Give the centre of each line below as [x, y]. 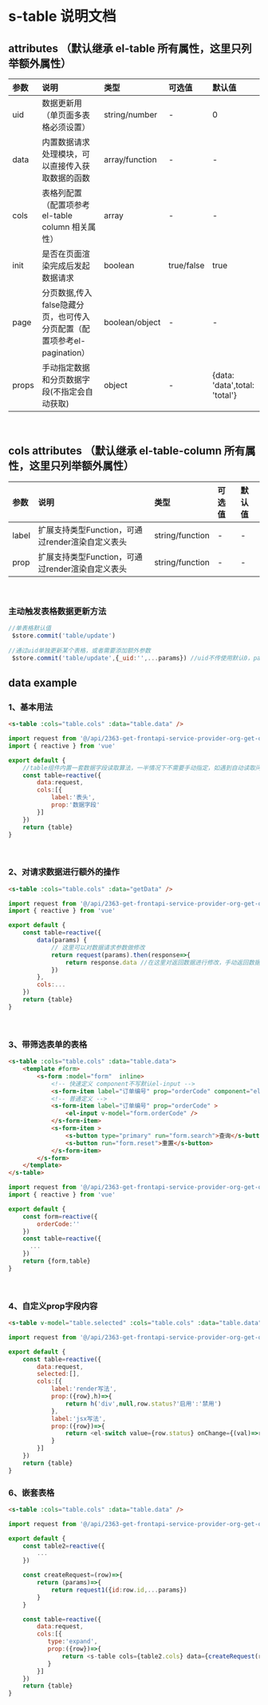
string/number [130, 115]
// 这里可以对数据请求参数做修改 [98, 947]
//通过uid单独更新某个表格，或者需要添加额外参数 [80, 650]
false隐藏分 [63, 305]
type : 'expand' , [73, 1642]
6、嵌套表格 [32, 1493]
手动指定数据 [66, 368]
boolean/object [132, 322]
